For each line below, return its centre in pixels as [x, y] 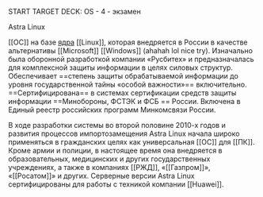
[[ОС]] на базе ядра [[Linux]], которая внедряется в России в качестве [128, 42]
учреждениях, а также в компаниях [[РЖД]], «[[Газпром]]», [110, 167]
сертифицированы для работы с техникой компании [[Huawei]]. [116, 184]
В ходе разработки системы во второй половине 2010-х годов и [117, 125]
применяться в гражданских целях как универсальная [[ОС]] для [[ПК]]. [131, 142]
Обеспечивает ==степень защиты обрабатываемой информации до [124, 76]
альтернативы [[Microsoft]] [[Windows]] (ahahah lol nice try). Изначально [131, 50]
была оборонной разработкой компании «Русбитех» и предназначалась [131, 59]
